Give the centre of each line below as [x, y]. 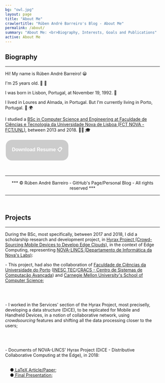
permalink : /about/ [25, 28]
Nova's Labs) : [19, 255]
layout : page [18, 14]
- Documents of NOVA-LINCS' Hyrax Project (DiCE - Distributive [70, 350]
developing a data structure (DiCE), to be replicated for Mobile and [72, 310]
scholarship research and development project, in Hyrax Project [69, 239]
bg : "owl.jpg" [20, 10]
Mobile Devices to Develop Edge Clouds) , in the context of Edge [89, 245]
